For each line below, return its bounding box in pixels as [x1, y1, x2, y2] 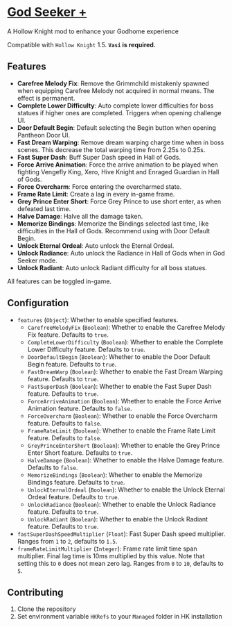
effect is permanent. [17, 94, 75, 102]
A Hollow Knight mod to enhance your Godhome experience [7, 27, 179, 35]
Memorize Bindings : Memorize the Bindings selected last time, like [17, 219, 209, 228]
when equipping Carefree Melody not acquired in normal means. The [17, 86, 215, 94]
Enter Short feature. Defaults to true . [27, 449, 133, 457]
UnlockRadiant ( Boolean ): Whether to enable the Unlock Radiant [27, 515, 208, 523]
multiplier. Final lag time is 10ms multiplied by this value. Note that [17, 551, 205, 560]
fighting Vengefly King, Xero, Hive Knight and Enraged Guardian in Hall [17, 167, 220, 176]
